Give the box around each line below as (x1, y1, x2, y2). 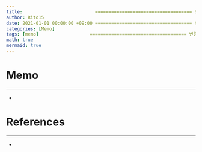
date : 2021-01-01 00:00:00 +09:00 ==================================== (6, 20, 192, 26)
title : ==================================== (6, 8, 192, 15)
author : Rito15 (6, 14, 44, 21)
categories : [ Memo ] (6, 25, 55, 32)
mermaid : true (6, 43, 42, 49)
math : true (6, 37, 34, 43)
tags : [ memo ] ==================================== (6, 31, 187, 37)
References (6, 115, 65, 128)
